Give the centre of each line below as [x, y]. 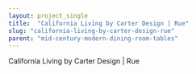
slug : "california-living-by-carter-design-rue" [92, 31]
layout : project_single [48, 16]
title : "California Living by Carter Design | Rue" [99, 23]
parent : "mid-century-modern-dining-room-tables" [94, 38]
